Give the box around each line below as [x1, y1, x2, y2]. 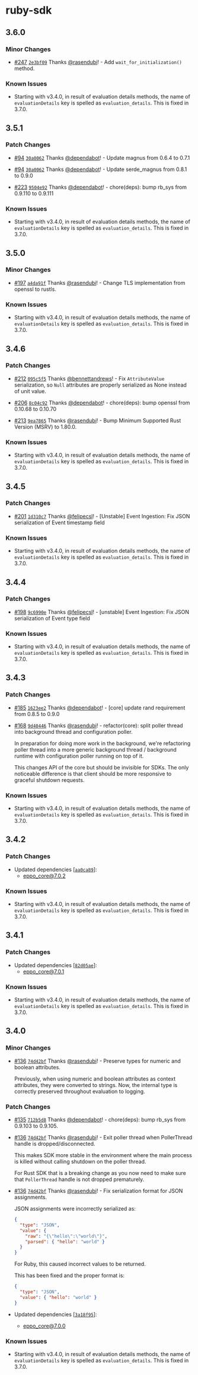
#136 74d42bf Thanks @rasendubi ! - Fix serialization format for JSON [14, 1187, 183, 1195]
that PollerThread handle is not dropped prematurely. [14, 1176, 145, 1183]
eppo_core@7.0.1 [23, 968, 65, 975]
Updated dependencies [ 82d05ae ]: [14, 961, 97, 968]
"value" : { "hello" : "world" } [20, 1294, 97, 1300]
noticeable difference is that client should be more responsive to [14, 770, 172, 777]
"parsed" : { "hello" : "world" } [25, 1238, 105, 1244]
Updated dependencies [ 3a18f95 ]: [14, 1310, 97, 1318]
